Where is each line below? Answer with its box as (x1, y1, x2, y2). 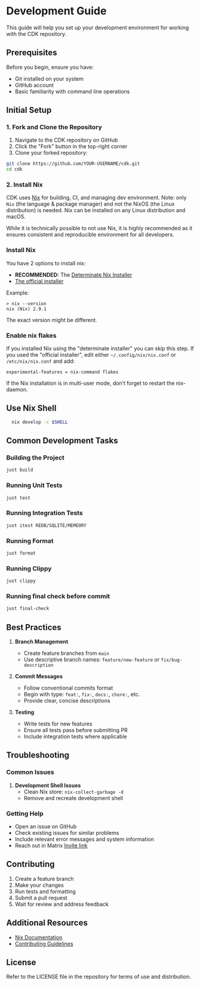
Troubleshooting (6, 750, 70, 760)
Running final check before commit (6, 592, 110, 600)
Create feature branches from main (23, 650, 109, 657)
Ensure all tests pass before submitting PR (23, 727, 128, 733)
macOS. (6, 213, 26, 221)
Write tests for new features (23, 720, 93, 727)
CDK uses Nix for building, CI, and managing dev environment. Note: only (6, 194, 187, 201)
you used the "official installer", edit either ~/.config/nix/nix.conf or (6, 351, 176, 359)
